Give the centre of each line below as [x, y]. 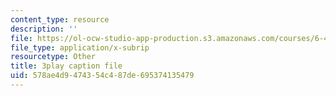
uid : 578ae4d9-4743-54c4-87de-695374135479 [102, 76]
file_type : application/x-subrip [80, 47]
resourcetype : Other [53, 57]
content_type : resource [60, 19]
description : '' [44, 29]
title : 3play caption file [66, 66]
